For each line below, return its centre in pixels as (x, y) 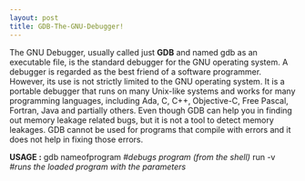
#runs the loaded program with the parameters (98, 166)
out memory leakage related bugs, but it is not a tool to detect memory (142, 120)
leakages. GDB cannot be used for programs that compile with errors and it (150, 129)
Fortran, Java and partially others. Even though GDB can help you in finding (151, 110)
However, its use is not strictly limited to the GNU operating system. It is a (147, 81)
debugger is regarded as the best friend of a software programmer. (136, 71)
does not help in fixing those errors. (76, 139)
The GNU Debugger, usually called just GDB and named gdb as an (133, 52)
